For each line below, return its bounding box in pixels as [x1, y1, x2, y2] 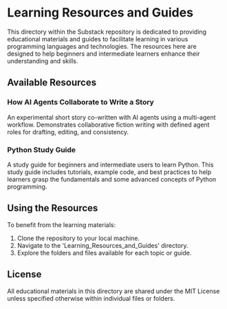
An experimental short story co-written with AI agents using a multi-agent [7, 113, 216, 121]
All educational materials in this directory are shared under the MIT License [7, 287, 220, 295]
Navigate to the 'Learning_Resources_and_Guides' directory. [17, 241, 188, 249]
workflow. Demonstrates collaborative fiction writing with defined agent [7, 120, 210, 129]
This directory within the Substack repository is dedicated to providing [7, 28, 207, 36]
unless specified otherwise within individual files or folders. [7, 294, 175, 302]
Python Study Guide [7, 145, 76, 154]
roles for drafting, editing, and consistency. [7, 127, 129, 136]
